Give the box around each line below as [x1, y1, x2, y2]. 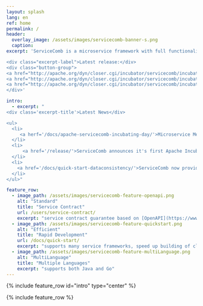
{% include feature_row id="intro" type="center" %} [6, 282, 137, 290]
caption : [11, 43, 34, 49]
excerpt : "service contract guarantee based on [17, 215, 139, 221]
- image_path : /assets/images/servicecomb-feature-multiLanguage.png [11, 249, 190, 255]
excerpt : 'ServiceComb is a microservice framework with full [6, 48, 166, 54]
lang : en [6, 14, 28, 21]
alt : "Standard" [17, 199, 59, 205]
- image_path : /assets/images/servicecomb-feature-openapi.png [11, 193, 174, 199]
